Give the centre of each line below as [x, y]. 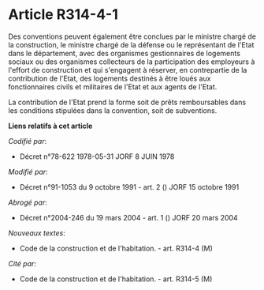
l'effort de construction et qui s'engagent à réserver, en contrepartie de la [128, 70]
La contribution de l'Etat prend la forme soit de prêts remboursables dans [127, 102]
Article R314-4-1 [63, 15]
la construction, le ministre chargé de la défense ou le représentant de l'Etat [131, 44]
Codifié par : [28, 141]
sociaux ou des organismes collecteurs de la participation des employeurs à [132, 62]
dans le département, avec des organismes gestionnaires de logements [124, 53]
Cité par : [22, 263]
